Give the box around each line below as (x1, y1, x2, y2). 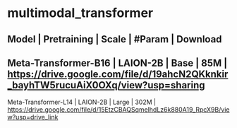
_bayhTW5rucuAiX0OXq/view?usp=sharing (7, 79, 206, 91)
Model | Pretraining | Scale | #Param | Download (7, 33, 222, 45)
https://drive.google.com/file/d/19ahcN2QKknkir (7, 68, 229, 80)
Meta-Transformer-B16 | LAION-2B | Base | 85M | (7, 57, 228, 69)
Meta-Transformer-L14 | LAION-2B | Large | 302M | (7, 98, 157, 107)
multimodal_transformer (7, 5, 154, 21)
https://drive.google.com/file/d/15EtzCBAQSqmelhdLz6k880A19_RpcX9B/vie (7, 105, 230, 114)
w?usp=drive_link (7, 113, 59, 122)
